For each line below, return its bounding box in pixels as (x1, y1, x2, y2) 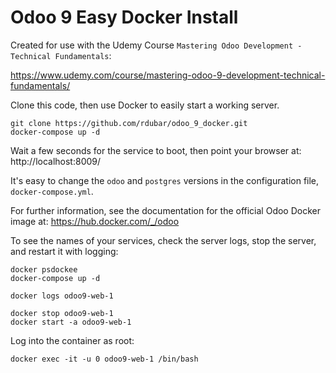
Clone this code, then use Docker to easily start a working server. (10, 99, 280, 111)
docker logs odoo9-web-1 (10, 291, 114, 301)
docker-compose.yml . (10, 185, 94, 197)
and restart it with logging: (10, 245, 119, 257)
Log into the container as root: (10, 334, 135, 346)
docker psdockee (10, 264, 78, 275)
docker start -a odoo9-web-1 (10, 317, 132, 327)
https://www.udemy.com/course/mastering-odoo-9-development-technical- (10, 69, 326, 81)
